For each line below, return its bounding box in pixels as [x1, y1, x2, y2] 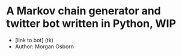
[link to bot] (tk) [14, 36, 54, 43]
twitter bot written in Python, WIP [6, 17, 176, 30]
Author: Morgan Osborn [14, 43, 74, 50]
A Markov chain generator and [6, 4, 161, 18]
